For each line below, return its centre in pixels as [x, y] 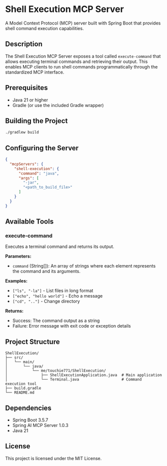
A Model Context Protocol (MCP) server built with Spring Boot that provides [83, 23]
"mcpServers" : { [26, 164]
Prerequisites [26, 88]
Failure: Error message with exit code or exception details [71, 326]
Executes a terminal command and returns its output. [60, 246]
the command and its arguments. [46, 271]
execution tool [21, 384]
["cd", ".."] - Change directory [46, 301]
